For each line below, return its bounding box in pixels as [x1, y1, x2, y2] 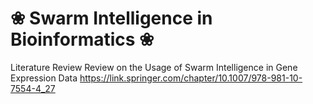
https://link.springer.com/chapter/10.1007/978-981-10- [79, 72, 303, 84]
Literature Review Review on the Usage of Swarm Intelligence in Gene [10, 61, 298, 73]
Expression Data [10, 72, 78, 84]
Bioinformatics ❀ [10, 28, 155, 51]
